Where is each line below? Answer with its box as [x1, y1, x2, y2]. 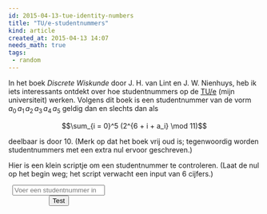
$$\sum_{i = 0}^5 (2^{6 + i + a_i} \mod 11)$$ [61, 121, 208, 130]
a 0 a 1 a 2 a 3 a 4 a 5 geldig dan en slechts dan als [8, 103, 158, 115]
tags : [8, 49, 26, 57]
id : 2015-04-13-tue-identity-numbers [8, 11, 134, 20]
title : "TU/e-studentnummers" [8, 19, 110, 27]
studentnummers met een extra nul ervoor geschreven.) [8, 145, 193, 154]
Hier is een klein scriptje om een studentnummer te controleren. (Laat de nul [8, 160, 260, 170]
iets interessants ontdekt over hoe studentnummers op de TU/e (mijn [8, 86, 235, 96]
